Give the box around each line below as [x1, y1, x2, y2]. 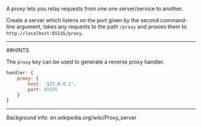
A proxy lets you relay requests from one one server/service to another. [6, 5, 183, 12]
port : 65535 [28, 86, 58, 92]
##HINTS [6, 47, 29, 53]
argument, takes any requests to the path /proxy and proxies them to [16, 23, 187, 30]
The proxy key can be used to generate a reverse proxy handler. [6, 58, 165, 65]
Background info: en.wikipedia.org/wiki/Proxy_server [6, 114, 137, 122]
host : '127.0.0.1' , [28, 81, 77, 87]
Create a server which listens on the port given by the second [6, 17, 159, 23]
